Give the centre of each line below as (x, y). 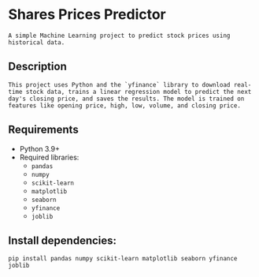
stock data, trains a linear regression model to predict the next (139, 92)
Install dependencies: (62, 240)
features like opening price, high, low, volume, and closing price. (125, 105)
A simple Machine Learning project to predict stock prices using (119, 36)
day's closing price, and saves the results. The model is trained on (126, 99)
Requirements (43, 130)
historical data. (37, 42)
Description (37, 67)
